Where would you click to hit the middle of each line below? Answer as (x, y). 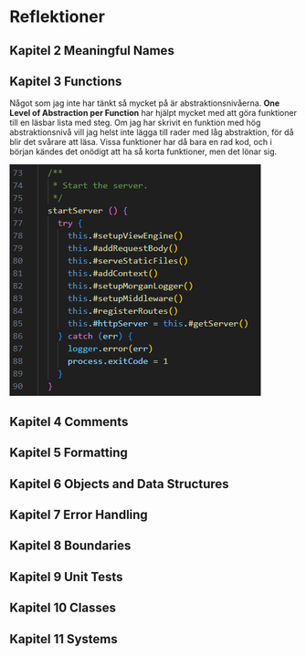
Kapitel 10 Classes (63, 608)
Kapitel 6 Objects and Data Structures (120, 484)
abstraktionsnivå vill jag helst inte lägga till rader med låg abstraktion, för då (152, 132)
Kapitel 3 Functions (66, 81)
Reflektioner (57, 17)
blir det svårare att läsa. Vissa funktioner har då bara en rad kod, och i (141, 142)
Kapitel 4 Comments (69, 422)
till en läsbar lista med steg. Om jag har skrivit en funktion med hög (135, 123)
